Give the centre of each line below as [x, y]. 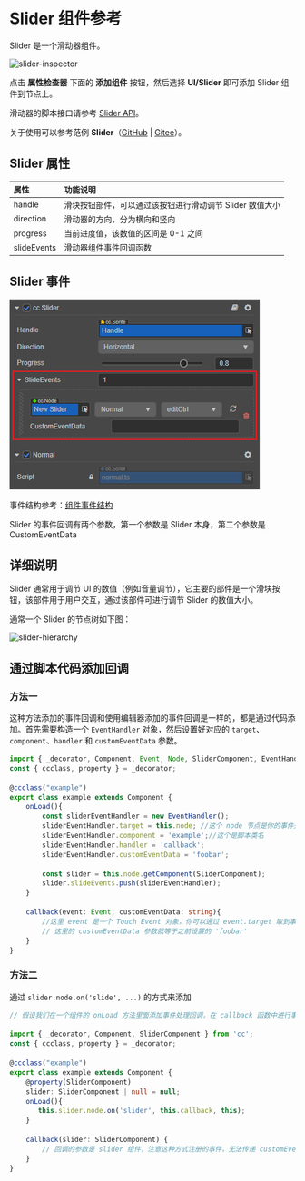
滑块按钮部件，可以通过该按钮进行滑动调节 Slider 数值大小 [172, 204]
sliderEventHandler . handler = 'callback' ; [123, 845]
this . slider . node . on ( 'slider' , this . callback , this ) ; [142, 1111]
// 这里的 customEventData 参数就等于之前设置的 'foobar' [145, 931]
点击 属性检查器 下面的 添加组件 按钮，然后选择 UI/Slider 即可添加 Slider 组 [149, 82]
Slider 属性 [40, 164]
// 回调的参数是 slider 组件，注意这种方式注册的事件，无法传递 [149, 1149]
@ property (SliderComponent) [79, 1082]
